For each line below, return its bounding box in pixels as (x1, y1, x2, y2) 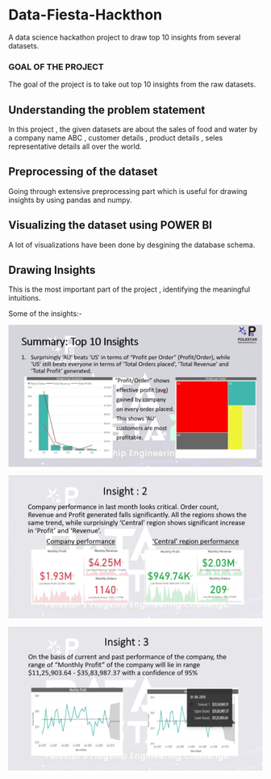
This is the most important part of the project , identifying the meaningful (8, 284, 251, 294)
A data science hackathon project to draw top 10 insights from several (8, 32, 241, 42)
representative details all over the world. (8, 141, 143, 151)
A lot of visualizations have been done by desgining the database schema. (8, 240, 256, 250)
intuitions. (8, 293, 41, 303)
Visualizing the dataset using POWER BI (8, 218, 212, 232)
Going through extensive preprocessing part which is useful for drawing (8, 186, 248, 196)
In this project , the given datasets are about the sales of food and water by (8, 124, 258, 134)
